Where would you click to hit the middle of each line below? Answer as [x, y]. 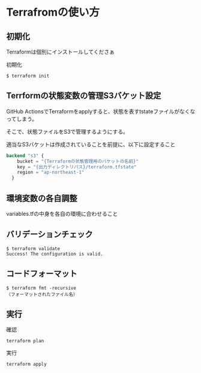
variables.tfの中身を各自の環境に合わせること [62, 214]
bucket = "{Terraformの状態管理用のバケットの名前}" [78, 161]
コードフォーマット [42, 274]
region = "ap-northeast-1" [51, 172]
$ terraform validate [33, 249]
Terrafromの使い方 [53, 12]
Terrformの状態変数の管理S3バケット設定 [84, 96]
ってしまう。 [22, 119]
